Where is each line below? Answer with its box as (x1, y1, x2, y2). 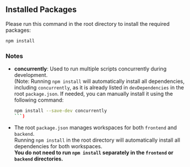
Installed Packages (5, 5, 77, 15)
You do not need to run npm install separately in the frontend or (14, 149, 173, 156)
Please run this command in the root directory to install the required (5, 20, 170, 27)
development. (14, 71, 48, 78)
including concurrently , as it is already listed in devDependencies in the (14, 83, 184, 91)
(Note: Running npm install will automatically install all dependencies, (14, 78, 185, 85)
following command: (14, 96, 64, 103)
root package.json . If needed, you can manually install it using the (14, 90, 173, 97)
